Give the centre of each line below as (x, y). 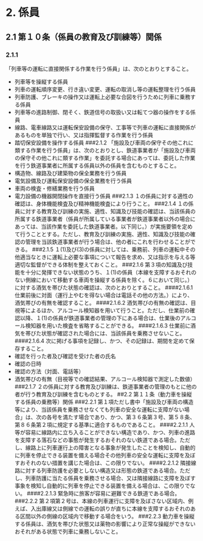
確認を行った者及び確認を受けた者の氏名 (65, 356)
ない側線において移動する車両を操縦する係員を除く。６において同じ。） (103, 280)
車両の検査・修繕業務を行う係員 (54, 188)
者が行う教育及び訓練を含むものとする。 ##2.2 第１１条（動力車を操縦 (103, 394)
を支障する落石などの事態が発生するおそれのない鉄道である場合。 (97, 440)
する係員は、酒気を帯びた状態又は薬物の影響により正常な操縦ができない (105, 524)
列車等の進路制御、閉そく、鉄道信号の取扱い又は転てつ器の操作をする (102, 112)
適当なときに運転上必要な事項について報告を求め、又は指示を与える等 (108, 257)
